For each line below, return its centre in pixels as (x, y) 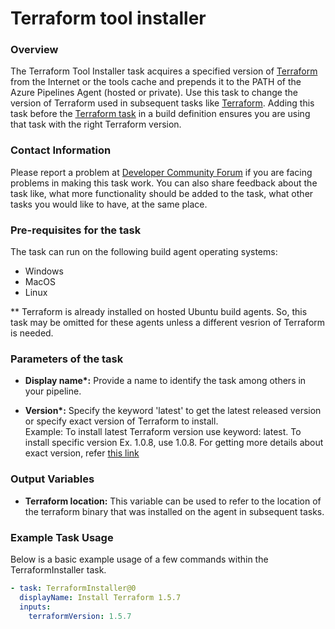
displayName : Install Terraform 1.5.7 (100, 597)
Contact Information (61, 150)
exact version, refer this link (82, 453)
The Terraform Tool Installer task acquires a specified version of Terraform (164, 71)
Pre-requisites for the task (76, 230)
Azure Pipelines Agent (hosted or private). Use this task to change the (154, 93)
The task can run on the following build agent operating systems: (144, 252)
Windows (44, 271)
